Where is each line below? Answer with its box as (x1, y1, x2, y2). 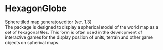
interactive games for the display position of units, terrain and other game (5, 34, 153, 40)
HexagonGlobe (5, 3, 67, 14)
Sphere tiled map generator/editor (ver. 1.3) (5, 19, 92, 25)
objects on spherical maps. (5, 39, 60, 45)
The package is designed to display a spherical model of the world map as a (5, 24, 159, 30)
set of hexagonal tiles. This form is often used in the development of (5, 29, 143, 35)
